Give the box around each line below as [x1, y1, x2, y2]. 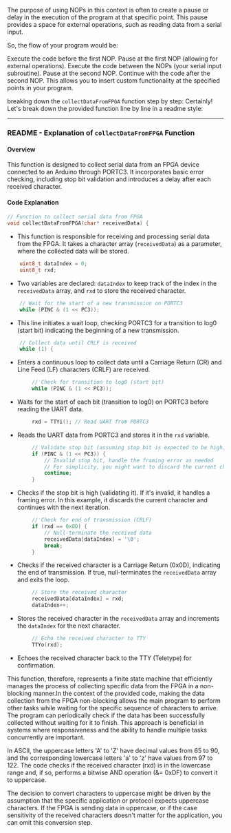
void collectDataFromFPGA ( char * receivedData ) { [7, 220, 149, 227]
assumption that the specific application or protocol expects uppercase [7, 796, 210, 805]
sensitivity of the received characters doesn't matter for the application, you [7, 811, 223, 819]
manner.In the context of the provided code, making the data [33, 689, 205, 697]
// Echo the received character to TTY [32, 635, 146, 642]
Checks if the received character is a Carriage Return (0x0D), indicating [16, 561, 221, 569]
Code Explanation [7, 198, 59, 206]
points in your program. [7, 84, 74, 92]
